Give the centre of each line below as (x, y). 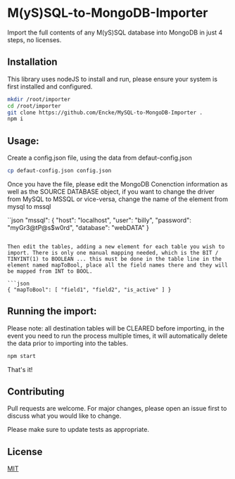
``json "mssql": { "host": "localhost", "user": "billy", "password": (99, 220)
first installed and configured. (50, 87)
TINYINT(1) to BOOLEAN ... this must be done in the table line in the (114, 259)
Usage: (24, 141)
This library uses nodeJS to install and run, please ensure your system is (113, 79)
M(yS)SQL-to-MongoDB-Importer (108, 13)
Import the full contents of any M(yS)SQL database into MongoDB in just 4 (115, 32)
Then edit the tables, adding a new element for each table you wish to (116, 247)
